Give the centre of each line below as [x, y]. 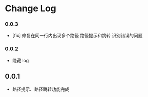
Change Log [31, 9]
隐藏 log [21, 60]
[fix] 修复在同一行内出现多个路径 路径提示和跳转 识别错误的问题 [78, 36]
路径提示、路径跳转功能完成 [41, 89]
